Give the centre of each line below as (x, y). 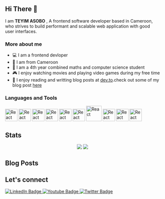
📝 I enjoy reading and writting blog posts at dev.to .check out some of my (86, 80)
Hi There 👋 (21, 9)
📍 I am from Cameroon (35, 62)
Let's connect (27, 180)
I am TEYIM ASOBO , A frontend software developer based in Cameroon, (79, 21)
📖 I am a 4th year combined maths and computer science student (78, 67)
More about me (24, 44)
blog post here (27, 85)
